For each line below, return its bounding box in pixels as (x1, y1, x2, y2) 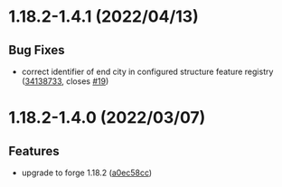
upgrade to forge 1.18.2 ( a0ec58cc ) (21, 167, 153, 178)
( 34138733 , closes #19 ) (21, 76, 109, 87)
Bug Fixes (8, 42, 65, 58)
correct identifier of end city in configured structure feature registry (21, 66, 274, 77)
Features (8, 143, 60, 159)
